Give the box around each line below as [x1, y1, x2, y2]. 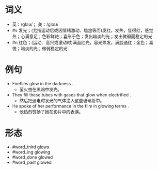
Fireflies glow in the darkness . [12, 80, 74, 86]
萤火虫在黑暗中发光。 [19, 86, 62, 92]
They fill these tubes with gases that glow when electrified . [12, 92, 131, 97]
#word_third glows [12, 144, 49, 150]
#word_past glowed [12, 159, 52, 165]
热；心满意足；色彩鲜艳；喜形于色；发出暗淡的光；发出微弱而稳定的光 [12, 33, 153, 39]
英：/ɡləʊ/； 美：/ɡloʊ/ [12, 21, 59, 27]
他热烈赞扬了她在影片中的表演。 [19, 108, 83, 114]
